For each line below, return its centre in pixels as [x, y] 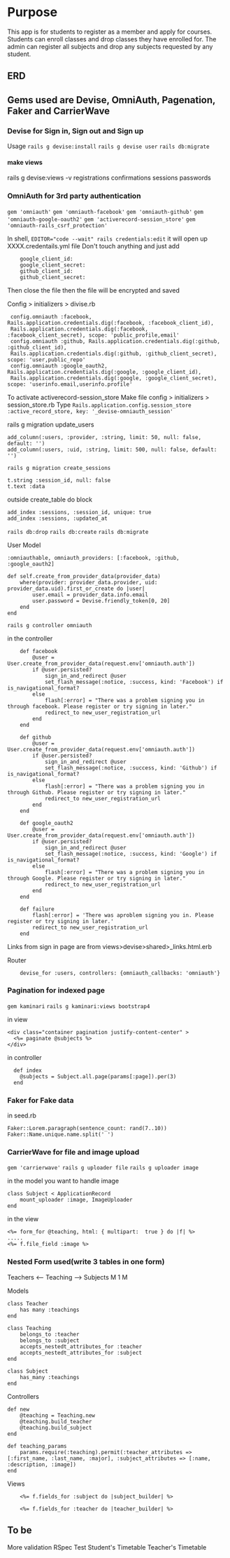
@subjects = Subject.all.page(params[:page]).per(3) [98, 1076]
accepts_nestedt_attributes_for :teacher [81, 1347]
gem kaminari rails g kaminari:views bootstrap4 [79, 1006]
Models [18, 1291]
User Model [24, 545]
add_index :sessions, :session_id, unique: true [79, 512]
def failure [37, 909]
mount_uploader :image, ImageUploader [76, 1200]
